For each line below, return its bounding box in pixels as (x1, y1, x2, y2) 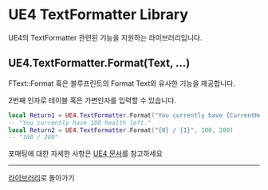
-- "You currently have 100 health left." (8, 118, 152, 126)
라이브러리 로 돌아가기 (8, 173, 75, 183)
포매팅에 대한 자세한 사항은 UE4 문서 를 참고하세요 (8, 149, 164, 158)
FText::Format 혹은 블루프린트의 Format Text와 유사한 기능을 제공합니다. (8, 78, 235, 88)
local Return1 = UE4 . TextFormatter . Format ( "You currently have (8, 111, 223, 119)
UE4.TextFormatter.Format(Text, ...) (8, 56, 191, 70)
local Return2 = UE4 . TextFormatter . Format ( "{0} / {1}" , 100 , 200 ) (8, 126, 234, 134)
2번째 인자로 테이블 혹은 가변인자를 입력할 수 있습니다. (8, 95, 177, 105)
